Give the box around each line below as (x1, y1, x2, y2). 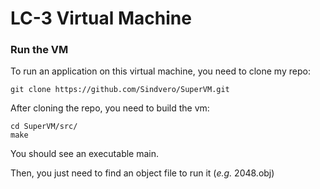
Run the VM (10, 43, 69, 57)
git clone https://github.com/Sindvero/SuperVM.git (10, 85, 230, 95)
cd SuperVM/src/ (10, 122, 78, 132)
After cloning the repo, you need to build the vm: (10, 102, 210, 114)
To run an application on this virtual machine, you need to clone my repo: (10, 65, 311, 77)
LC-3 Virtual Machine (10, 7, 192, 30)
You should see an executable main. (10, 148, 160, 160)
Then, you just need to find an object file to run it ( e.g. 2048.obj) (10, 167, 275, 179)
